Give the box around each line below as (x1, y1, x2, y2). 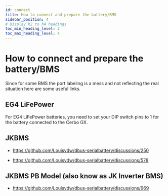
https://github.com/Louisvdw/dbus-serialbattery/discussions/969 (12, 185, 149, 191)
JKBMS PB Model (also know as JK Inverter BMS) (5, 172, 163, 180)
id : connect (5, 7, 30, 13)
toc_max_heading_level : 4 (5, 31, 60, 36)
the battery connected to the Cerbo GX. (5, 119, 88, 125)
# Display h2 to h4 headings (5, 21, 67, 27)
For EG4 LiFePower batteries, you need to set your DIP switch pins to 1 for (5, 113, 159, 120)
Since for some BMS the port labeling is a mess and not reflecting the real (5, 80, 159, 86)
